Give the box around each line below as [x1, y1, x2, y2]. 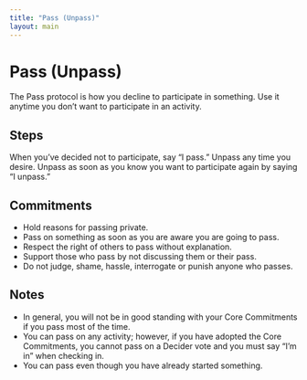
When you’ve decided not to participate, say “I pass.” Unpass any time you [9, 152, 291, 163]
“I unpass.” [9, 171, 51, 183]
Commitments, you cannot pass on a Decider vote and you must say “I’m [22, 340, 297, 352]
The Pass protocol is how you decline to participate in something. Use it [9, 91, 281, 102]
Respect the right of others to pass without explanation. [22, 241, 233, 252]
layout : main [9, 22, 59, 31]
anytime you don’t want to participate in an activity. [9, 101, 203, 112]
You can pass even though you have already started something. [22, 360, 263, 371]
